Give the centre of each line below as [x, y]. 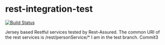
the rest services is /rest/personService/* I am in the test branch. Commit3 [82, 37]
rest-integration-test [49, 9]
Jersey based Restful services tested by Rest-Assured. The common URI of [83, 32]
